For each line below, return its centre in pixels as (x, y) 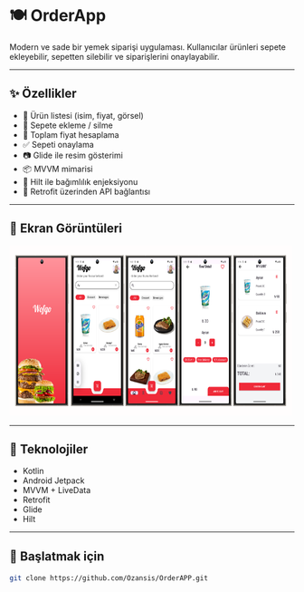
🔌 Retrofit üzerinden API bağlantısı (86, 191)
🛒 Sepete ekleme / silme (67, 125)
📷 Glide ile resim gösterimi (73, 155)
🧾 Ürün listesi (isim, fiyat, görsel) (83, 115)
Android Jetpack (53, 480)
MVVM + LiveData (57, 490)
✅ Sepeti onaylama (58, 144)
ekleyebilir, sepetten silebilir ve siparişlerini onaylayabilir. (114, 56)
